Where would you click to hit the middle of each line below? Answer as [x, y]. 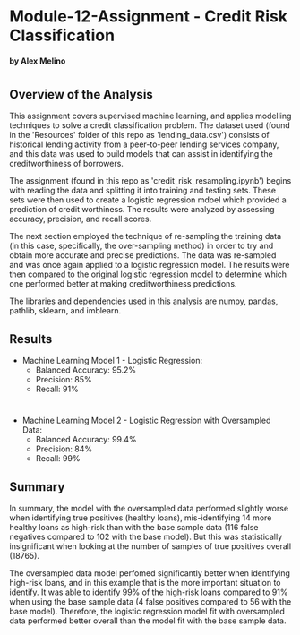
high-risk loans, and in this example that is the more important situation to [145, 583]
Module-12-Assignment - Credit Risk [149, 17]
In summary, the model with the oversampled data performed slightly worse [149, 509]
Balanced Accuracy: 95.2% [86, 370]
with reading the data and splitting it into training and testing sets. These [142, 191]
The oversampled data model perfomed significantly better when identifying [150, 573]
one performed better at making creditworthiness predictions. [123, 284]
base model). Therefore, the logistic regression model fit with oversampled [147, 612]
